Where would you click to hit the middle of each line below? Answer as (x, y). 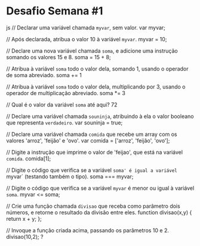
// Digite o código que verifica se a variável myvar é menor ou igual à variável (100, 188)
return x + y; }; (24, 218)
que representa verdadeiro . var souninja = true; (64, 122)
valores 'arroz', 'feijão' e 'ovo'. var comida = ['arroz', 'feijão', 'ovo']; (88, 140)
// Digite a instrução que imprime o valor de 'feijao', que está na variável (95, 152)
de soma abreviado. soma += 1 (44, 75)
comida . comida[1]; (29, 158)
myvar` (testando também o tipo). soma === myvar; (70, 176)
